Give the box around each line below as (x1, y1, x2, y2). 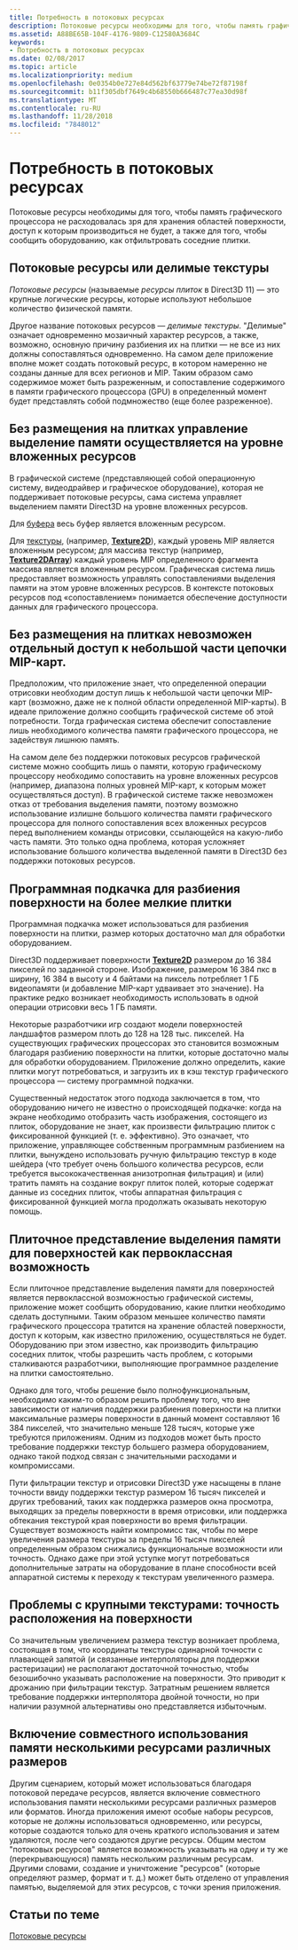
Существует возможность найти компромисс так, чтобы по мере (9, 1525, 259, 1535)
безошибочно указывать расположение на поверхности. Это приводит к (9, 1672, 286, 1683)
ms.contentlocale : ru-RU (9, 104, 101, 113)
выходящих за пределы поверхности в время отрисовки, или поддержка (9, 1506, 288, 1516)
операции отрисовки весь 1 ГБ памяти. (9, 1002, 158, 1012)
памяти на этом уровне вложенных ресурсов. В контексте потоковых (9, 582, 274, 593)
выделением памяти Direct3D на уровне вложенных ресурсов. (9, 500, 248, 511)
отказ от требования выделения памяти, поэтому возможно (9, 799, 239, 810)
